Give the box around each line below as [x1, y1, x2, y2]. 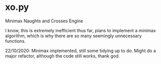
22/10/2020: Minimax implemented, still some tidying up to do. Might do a [5, 48, 157, 54]
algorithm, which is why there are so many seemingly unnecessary [5, 33, 142, 39]
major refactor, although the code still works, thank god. [5, 53, 120, 59]
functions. [5, 38, 26, 44]
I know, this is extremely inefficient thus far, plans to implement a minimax [5, 27, 156, 33]
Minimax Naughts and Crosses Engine [5, 18, 83, 24]
